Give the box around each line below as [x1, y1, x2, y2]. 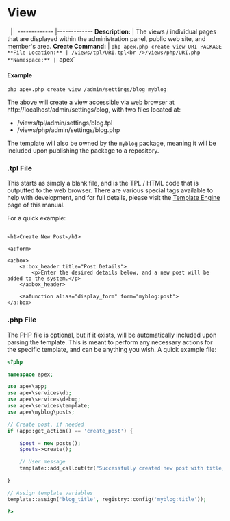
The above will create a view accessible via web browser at [7, 98, 175, 107]
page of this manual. [7, 201, 65, 209]
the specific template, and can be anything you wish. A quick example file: [7, 345, 217, 353]
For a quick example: [7, 214, 66, 223]
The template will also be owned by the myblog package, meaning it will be [7, 139, 217, 148]
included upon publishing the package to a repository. [7, 147, 159, 155]
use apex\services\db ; [7, 390, 72, 396]
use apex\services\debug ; [7, 396, 81, 403]
